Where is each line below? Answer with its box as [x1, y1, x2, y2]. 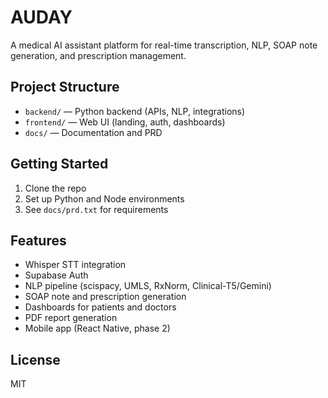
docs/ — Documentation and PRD [24, 126, 163, 138]
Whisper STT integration [24, 259, 127, 271]
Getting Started [10, 156, 109, 173]
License [10, 351, 61, 368]
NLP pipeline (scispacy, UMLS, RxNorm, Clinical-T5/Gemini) [24, 280, 272, 292]
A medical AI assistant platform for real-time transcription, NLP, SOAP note [10, 39, 318, 51]
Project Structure [10, 79, 120, 96]
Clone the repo [24, 182, 87, 194]
